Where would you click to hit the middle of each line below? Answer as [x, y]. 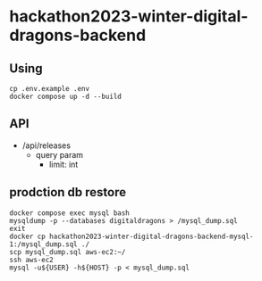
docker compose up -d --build [66, 96]
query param [59, 154]
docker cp [28, 236]
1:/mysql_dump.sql [43, 244]
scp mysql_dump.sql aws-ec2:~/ [68, 252]
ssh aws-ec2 [31, 260]
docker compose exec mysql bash [69, 213]
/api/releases [46, 145]
